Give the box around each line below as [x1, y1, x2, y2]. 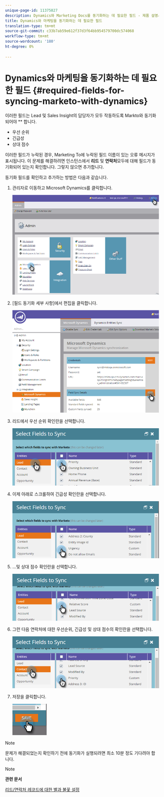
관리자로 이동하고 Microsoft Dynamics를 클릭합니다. [12, 184, 113, 191]
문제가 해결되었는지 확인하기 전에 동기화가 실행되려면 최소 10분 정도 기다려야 [5, 750, 150, 756]
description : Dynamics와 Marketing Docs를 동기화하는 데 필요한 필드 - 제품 [5, 13, 149, 18]
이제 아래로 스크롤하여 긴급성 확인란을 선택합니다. [12, 491, 106, 497]
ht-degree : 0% [5, 44, 34, 49]
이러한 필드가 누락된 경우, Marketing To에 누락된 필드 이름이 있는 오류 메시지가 [5, 152, 155, 157]
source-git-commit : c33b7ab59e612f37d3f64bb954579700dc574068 [5, 28, 134, 34]
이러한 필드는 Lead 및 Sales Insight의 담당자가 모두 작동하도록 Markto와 [5, 112, 143, 118]
